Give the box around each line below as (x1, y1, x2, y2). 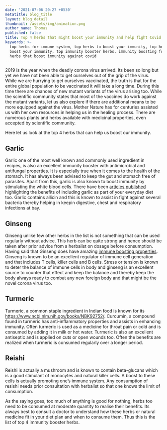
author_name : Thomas (5, 26, 48, 31)
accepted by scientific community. (5, 120, 76, 126)
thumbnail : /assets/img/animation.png (5, 21, 85, 26)
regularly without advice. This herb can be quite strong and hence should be (5, 238, 162, 244)
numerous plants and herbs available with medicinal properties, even (5, 115, 146, 121)
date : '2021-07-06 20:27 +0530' (5, 7, 72, 12)
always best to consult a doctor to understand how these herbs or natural (5, 409, 156, 415)
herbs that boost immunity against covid (9, 53, 97, 59)
